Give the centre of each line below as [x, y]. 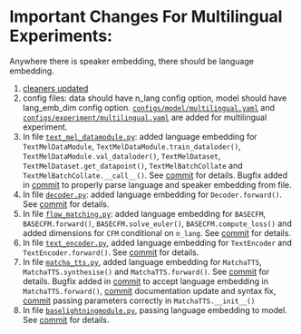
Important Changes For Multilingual [146, 17]
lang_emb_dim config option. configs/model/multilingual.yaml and [148, 107]
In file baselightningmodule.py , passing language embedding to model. [155, 309]
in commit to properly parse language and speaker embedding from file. [157, 184]
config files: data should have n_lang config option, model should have [155, 98]
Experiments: [61, 36]
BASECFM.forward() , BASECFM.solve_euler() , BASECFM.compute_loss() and [157, 223]
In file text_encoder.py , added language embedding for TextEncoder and [157, 242]
